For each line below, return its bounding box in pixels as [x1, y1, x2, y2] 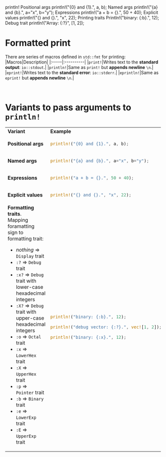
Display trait [16, 253, 44, 260]
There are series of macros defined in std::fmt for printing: [5, 54, 126, 60]
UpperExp [16, 433, 37, 439]
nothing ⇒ [16, 246, 40, 253]
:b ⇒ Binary [16, 395, 44, 402]
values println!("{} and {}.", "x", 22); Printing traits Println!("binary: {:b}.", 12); [5, 15, 160, 20]
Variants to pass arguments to [5, 102, 131, 113]
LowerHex [16, 352, 37, 358]
